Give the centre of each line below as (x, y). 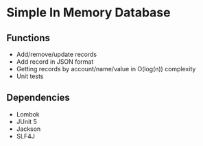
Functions (28, 38)
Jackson (28, 129)
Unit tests (30, 76)
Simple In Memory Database (88, 13)
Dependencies (38, 98)
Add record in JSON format (55, 62)
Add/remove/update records (57, 54)
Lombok (28, 114)
